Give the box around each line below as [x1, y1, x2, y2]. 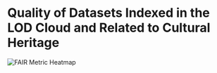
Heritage [7, 35, 60, 51]
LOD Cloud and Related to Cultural [7, 20, 211, 36]
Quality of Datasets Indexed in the [7, 5, 210, 21]
